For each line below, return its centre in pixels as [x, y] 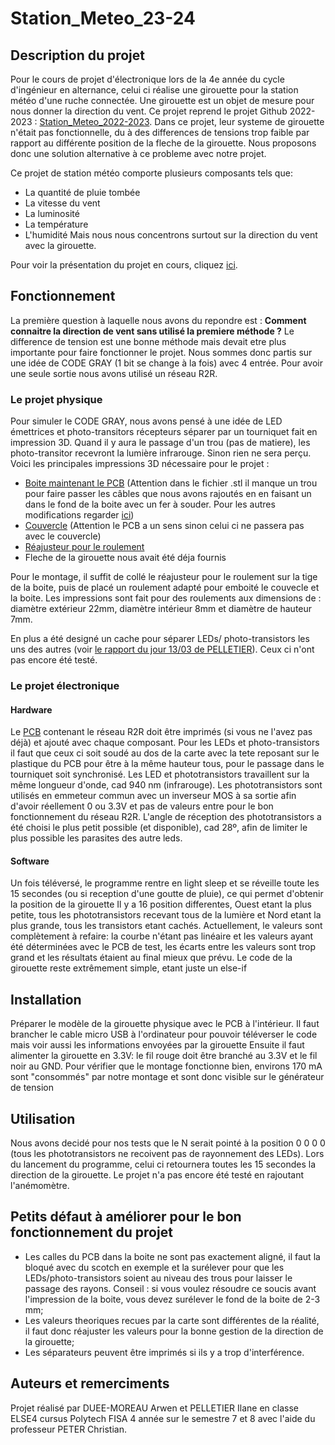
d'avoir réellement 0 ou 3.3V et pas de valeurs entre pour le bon [142, 806]
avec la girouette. [60, 245]
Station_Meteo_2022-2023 [94, 121]
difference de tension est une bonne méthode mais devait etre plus [148, 341]
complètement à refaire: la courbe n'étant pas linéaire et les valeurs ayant [162, 936]
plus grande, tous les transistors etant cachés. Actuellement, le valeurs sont [166, 926]
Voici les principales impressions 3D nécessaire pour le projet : [140, 464]
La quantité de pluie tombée [82, 192]
